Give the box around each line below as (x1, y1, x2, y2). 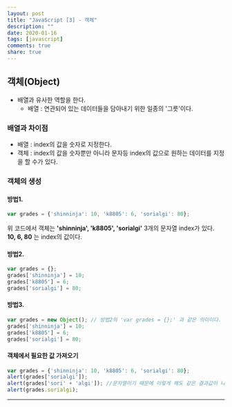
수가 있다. (32, 157, 58, 166)
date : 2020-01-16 (7, 29, 57, 37)
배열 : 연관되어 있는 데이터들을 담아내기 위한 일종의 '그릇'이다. (27, 104, 193, 113)
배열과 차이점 (7, 123, 48, 133)
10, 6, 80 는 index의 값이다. (7, 232, 83, 240)
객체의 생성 (7, 176, 42, 186)
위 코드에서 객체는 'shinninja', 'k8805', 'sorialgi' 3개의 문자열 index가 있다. (7, 224, 215, 232)
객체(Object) (7, 76, 61, 88)
